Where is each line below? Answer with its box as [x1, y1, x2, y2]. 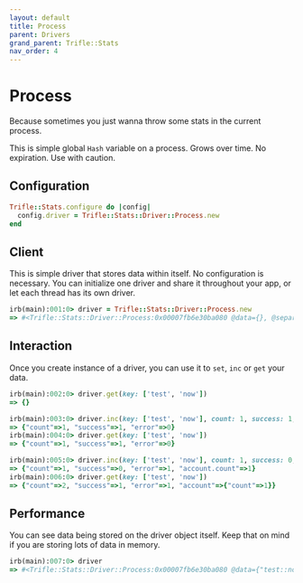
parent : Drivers [9, 30, 70, 39]
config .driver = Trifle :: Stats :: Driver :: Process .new [17, 211, 220, 220]
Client [9, 244, 44, 259]
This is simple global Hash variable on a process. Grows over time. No [9, 143, 267, 154]
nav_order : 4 [9, 47, 59, 56]
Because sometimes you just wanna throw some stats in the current [9, 116, 262, 127]
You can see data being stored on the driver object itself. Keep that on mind [9, 530, 290, 541]
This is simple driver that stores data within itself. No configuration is [9, 268, 264, 279]
